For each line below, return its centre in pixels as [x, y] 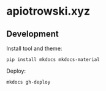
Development [33, 34]
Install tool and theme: [34, 48]
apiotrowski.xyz [48, 11]
